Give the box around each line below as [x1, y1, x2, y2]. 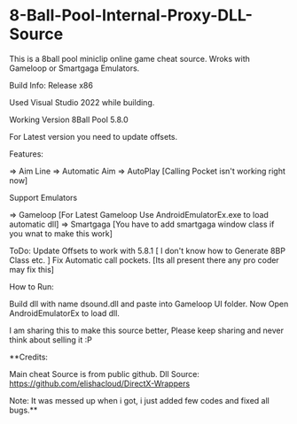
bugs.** [9, 405, 38, 415]
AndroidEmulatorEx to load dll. [9, 307, 120, 319]
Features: [9, 148, 44, 159]
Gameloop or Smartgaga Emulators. [9, 63, 140, 73]
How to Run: [9, 281, 55, 292]
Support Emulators [9, 192, 78, 203]
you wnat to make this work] [9, 227, 113, 239]
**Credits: [9, 351, 49, 362]
